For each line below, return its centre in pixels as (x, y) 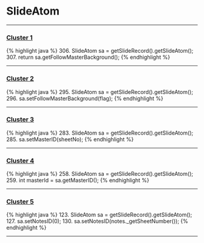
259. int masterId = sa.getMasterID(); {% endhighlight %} (78, 181)
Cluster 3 (20, 119)
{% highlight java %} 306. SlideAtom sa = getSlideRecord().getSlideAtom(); (100, 51)
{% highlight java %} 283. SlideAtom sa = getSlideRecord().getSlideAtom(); (100, 133)
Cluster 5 (20, 202)
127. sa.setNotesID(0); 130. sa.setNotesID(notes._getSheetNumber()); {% (97, 221)
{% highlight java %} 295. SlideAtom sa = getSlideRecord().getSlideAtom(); (100, 92)
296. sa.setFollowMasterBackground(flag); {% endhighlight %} (85, 98)
